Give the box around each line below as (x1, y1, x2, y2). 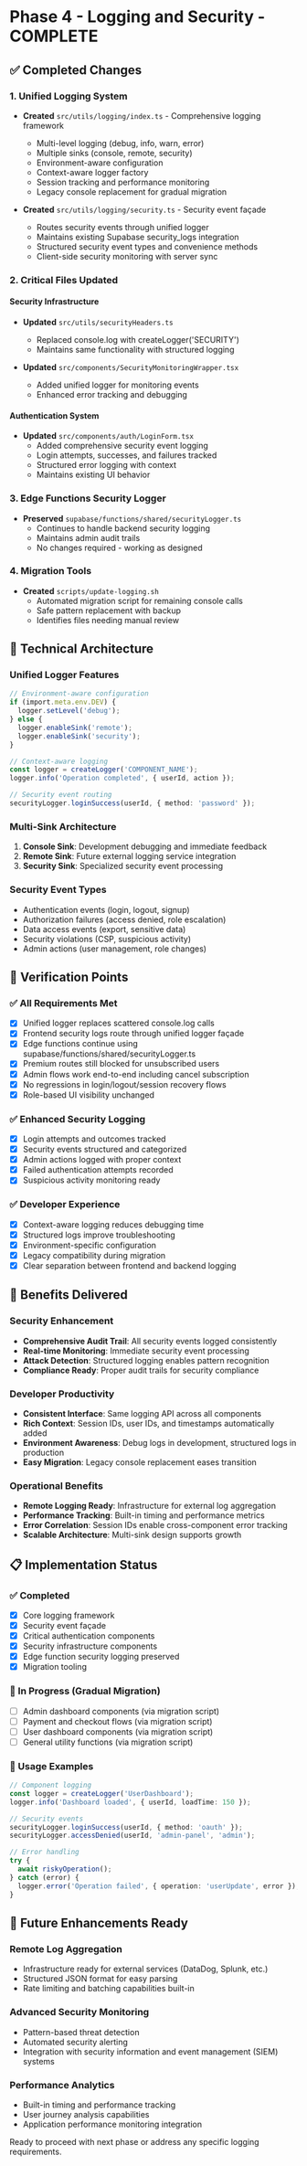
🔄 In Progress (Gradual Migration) (9, 1684, 162, 1697)
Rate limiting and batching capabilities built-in (22, 1983, 195, 1994)
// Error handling (9, 1848, 79, 1857)
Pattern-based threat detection (22, 2026, 140, 2037)
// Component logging (9, 1780, 92, 1790)
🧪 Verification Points (9, 969, 129, 984)
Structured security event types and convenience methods (36, 240, 259, 252)
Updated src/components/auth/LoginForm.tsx (22, 430, 195, 441)
